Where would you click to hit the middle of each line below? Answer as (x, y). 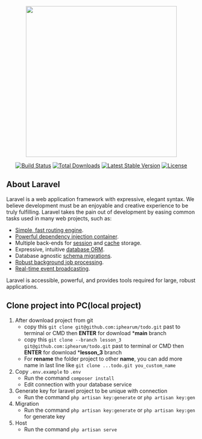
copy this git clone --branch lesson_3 (73, 339)
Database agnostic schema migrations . (64, 255)
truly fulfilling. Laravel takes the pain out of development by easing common (101, 212)
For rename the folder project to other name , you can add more (103, 359)
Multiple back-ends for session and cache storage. (78, 243)
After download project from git (54, 320)
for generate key (44, 416)
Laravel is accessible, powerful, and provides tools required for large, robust (101, 280)
